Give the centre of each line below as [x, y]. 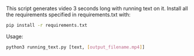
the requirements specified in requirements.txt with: [68, 15]
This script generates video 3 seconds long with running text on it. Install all [97, 8]
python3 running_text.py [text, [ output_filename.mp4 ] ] [75, 47]
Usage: [15, 36]
